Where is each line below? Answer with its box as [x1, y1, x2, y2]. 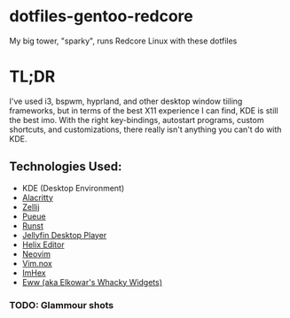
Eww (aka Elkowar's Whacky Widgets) [21, 276, 162, 287]
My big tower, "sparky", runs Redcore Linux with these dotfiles [9, 35, 238, 46]
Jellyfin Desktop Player [21, 229, 107, 240]
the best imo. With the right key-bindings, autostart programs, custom [9, 114, 264, 125]
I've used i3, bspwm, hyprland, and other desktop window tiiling [9, 96, 243, 106]
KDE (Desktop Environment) [21, 182, 125, 193]
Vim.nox [21, 258, 53, 268]
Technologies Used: [9, 159, 122, 175]
